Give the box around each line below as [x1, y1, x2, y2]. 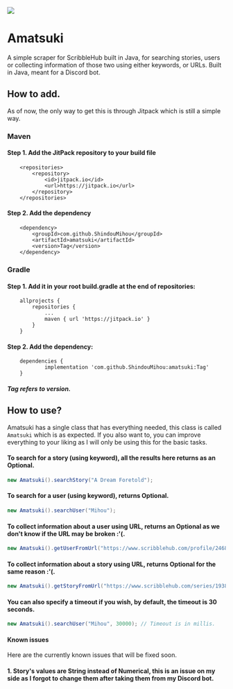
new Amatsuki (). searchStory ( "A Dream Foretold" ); [7, 476, 154, 484]
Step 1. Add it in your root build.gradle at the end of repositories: [7, 282, 196, 290]
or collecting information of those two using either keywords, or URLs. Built [7, 60, 222, 69]
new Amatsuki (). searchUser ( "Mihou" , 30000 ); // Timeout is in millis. [7, 620, 216, 628]
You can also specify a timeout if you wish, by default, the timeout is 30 [7, 597, 217, 606]
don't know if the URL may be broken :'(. [7, 529, 126, 538]
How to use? [7, 405, 62, 417]
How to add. [7, 88, 61, 100]
